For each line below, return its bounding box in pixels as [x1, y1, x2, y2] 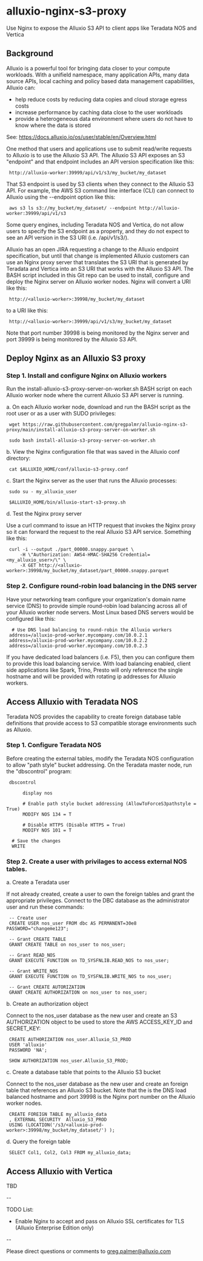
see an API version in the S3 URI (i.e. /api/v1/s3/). [6, 234, 129, 241]
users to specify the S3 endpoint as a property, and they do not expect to [6, 227, 190, 234]
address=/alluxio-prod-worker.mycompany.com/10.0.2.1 [8, 632, 148, 638]
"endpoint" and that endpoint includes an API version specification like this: [6, 158, 195, 165]
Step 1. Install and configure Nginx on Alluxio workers [6, 372, 167, 380]
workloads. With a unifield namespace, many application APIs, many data [6, 71, 190, 78]
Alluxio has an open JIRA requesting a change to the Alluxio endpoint [6, 245, 179, 253]
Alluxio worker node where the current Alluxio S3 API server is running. [6, 392, 184, 399]
